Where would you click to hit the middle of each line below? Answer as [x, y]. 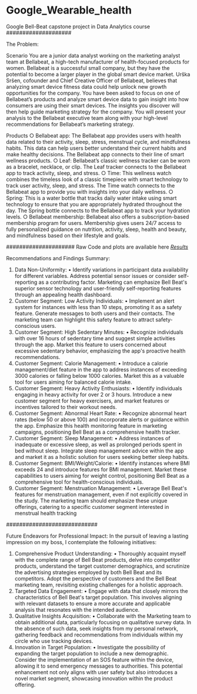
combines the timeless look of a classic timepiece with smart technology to [97, 179]
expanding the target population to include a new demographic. [91, 653]
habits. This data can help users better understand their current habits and [96, 148]
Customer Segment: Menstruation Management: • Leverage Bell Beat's [101, 488]
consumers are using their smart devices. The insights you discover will [93, 105]
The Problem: [23, 44]
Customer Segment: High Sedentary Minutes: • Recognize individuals [99, 332]
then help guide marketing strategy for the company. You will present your [96, 112]
